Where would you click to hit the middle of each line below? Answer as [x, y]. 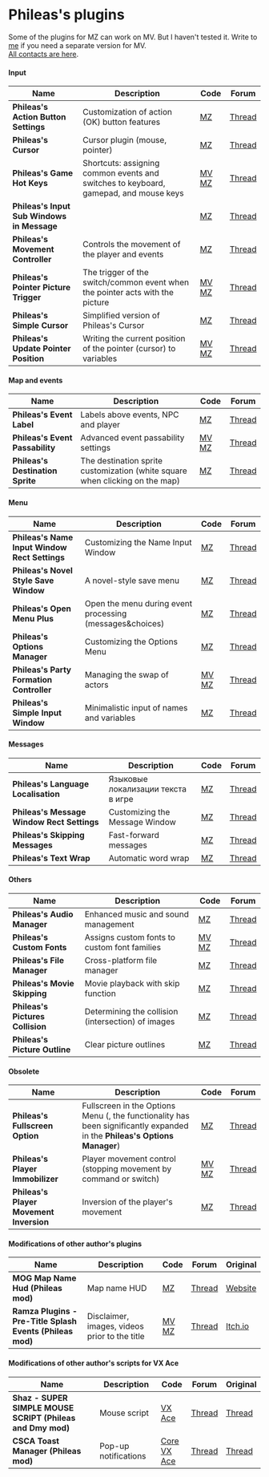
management [109, 924]
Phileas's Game [43, 173]
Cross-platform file [121, 960]
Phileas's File [38, 960]
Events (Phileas [43, 1331]
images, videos [115, 1326]
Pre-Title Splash [45, 1321]
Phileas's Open [42, 609]
